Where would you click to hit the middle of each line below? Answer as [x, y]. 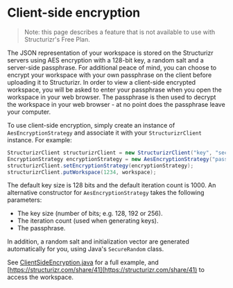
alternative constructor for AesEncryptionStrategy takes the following [106, 193]
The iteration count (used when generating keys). [88, 221]
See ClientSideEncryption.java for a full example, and [83, 262]
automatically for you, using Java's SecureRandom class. [86, 249]
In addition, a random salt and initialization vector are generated [98, 242]
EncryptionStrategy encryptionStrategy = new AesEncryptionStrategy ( [110, 159]
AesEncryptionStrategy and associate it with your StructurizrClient [105, 133]
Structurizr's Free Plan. [57, 39]
